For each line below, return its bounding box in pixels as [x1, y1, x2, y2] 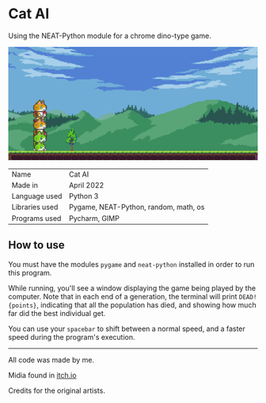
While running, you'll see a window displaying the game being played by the [8, 283, 256, 293]
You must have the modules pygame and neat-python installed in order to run [8, 259, 255, 269]
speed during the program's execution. [8, 332, 135, 341]
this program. [8, 268, 52, 277]
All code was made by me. [8, 355, 95, 364]
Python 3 [68, 192, 99, 201]
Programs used [11, 213, 62, 222]
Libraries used [11, 203, 59, 212]
